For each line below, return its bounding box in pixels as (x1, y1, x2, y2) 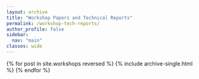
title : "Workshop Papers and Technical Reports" (6, 15, 133, 21)
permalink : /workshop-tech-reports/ (6, 20, 100, 26)
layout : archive (6, 9, 48, 15)
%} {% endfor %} (6, 66, 51, 73)
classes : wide (6, 43, 43, 50)
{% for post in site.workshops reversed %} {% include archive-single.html (6, 59, 193, 67)
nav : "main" (12, 37, 43, 43)
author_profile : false (6, 26, 64, 32)
